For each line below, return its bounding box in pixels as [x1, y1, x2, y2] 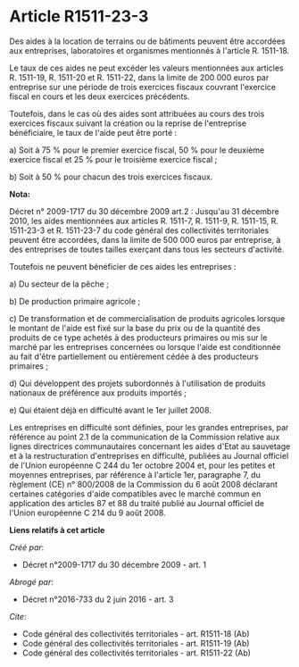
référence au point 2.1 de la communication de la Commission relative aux [9, 431, 280, 442]
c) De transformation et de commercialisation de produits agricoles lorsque [9, 313, 286, 323]
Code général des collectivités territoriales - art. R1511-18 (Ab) [21, 628, 250, 639]
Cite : [9, 611, 27, 621]
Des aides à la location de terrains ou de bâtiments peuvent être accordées [9, 36, 286, 46]
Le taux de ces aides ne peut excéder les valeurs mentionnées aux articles [9, 63, 284, 73]
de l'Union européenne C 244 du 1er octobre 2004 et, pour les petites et [9, 460, 276, 471]
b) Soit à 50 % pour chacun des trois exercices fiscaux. [9, 171, 213, 182]
